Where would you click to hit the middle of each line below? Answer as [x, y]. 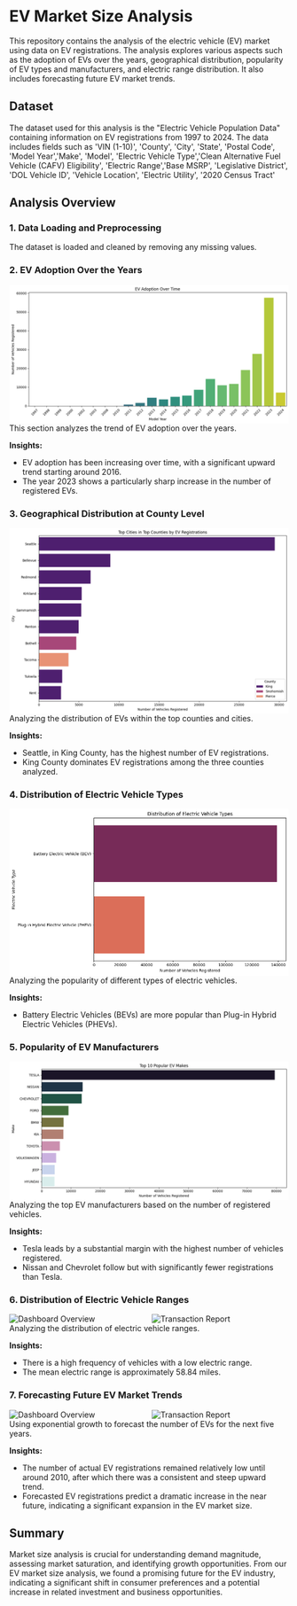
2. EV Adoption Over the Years [76, 270]
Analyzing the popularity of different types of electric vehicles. [123, 980]
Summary [37, 1534]
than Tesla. [42, 1277]
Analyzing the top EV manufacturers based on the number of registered [140, 1205]
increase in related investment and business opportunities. [116, 1592]
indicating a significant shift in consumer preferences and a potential [134, 1583]
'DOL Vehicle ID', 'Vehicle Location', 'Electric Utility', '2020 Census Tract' [142, 175]
